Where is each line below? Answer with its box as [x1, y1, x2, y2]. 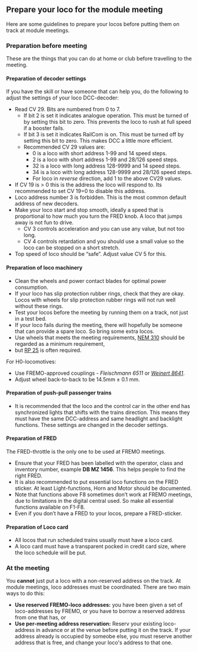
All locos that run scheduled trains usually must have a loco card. [14, 537, 174, 544]
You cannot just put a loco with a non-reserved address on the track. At [6, 577, 181, 584]
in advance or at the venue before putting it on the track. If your [35, 627, 191, 634]
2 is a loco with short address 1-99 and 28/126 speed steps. [32, 156, 178, 163]
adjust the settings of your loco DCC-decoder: [6, 94, 119, 101]
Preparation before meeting [6, 41, 87, 50]
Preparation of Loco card [6, 523, 69, 531]
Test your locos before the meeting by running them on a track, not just [14, 309, 189, 316]
